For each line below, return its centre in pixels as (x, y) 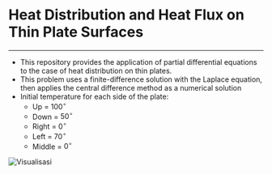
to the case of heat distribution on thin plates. (96, 70)
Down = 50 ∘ (53, 116)
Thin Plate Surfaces (76, 32)
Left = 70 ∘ (49, 135)
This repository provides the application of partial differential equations (138, 62)
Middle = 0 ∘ (52, 146)
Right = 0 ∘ (49, 125)
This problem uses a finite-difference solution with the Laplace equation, (141, 79)
